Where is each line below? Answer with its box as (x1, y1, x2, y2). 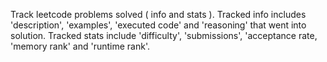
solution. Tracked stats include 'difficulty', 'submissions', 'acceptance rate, (10, 30, 318, 41)
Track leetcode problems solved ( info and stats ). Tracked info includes (10, 9, 307, 20)
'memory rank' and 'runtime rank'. (10, 40, 150, 52)
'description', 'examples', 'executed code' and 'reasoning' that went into (10, 19, 307, 31)
